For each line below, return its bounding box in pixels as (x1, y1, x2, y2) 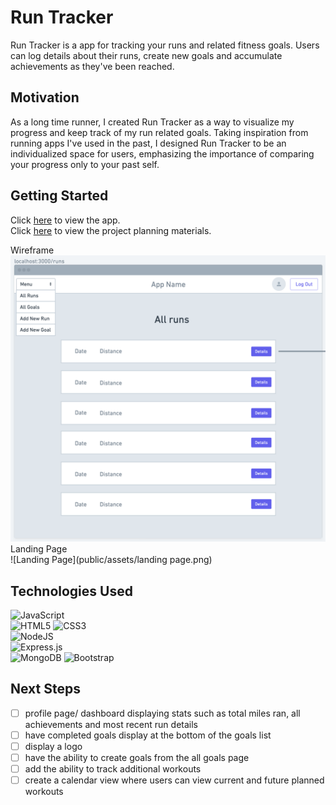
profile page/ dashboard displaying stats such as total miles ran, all (24, 707, 301, 719)
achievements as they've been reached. (10, 60, 175, 72)
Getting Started (10, 187, 109, 205)
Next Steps (10, 681, 81, 698)
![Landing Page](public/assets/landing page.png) (10, 554, 213, 566)
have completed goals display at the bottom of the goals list (24, 729, 272, 741)
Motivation (10, 89, 80, 106)
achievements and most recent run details (24, 718, 198, 730)
